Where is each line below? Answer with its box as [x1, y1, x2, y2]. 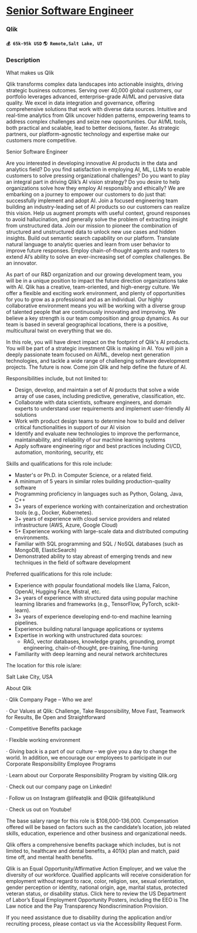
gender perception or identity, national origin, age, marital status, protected [6, 884, 188, 891]
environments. [14, 534, 50, 541]
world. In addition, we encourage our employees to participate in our [6, 754, 172, 761]
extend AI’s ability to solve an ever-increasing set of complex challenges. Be [6, 253, 191, 260]
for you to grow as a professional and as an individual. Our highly [6, 296, 163, 303]
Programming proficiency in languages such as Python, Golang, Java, [14, 490, 184, 497]
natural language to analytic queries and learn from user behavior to [6, 241, 171, 248]
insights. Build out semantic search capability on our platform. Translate [6, 235, 179, 242]
